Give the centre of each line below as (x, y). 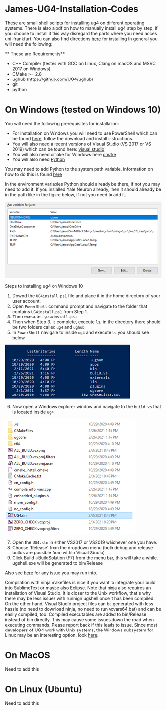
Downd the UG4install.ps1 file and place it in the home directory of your (86, 295)
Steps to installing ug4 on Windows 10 (44, 286)
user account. (27, 301)
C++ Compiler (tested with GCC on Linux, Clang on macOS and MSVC (84, 63)
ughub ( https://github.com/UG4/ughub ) (53, 79)
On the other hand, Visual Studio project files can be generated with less (79, 603)
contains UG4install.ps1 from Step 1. (50, 311)
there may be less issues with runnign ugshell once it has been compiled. (80, 598)
